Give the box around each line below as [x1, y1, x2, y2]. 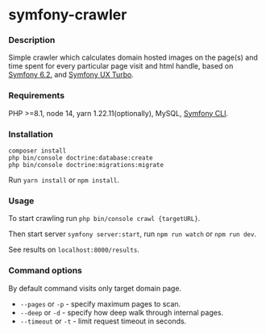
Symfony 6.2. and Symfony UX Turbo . [8, 70, 135, 80]
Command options [8, 265, 83, 276]
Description [8, 35, 56, 46]
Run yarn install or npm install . [8, 175, 119, 185]
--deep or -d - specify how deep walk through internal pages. [19, 307, 224, 317]
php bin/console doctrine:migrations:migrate [8, 161, 164, 169]
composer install [8, 147, 67, 155]
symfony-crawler [8, 6, 127, 24]
